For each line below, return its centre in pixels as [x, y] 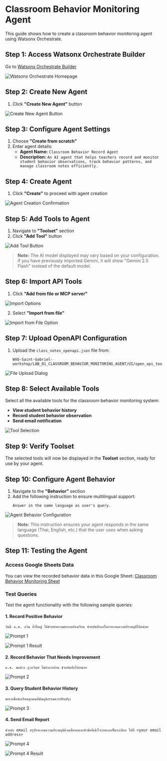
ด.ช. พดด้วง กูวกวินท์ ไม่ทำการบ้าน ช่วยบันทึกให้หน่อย [46, 668]
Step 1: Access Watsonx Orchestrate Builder [75, 55]
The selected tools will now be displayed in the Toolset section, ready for [81, 458]
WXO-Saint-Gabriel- [33, 359]
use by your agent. [24, 463]
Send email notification [37, 421]
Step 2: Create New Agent [46, 92]
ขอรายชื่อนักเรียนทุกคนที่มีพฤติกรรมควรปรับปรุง [38, 699]
